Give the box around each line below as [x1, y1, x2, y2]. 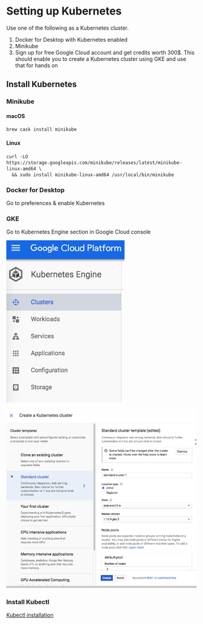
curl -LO [6, 153, 28, 160]
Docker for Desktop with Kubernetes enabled [14, 36, 128, 43]
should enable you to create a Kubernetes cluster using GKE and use [14, 55, 187, 62]
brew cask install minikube [6, 126, 77, 133]
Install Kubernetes [6, 79, 77, 90]
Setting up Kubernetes [6, 4, 122, 18]
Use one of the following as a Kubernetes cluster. [6, 24, 129, 31]
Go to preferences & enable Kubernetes [6, 199, 105, 206]
